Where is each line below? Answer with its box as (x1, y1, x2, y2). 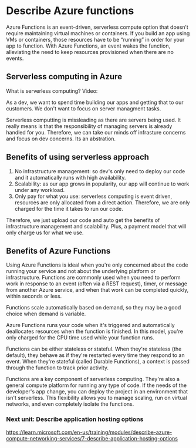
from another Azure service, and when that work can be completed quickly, (6, 287, 189, 294)
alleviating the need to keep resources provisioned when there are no (6, 48, 174, 55)
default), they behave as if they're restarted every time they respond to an (6, 352, 185, 359)
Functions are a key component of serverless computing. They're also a (6, 376, 180, 383)
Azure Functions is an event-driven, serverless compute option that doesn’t (6, 23, 189, 31)
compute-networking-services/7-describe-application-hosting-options (6, 434, 178, 442)
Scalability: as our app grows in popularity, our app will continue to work (14, 180, 190, 187)
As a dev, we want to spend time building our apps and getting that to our (6, 99, 184, 106)
